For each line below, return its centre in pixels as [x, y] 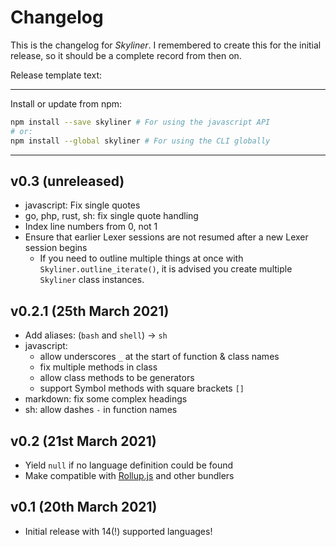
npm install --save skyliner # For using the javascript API [140, 122]
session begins [56, 248]
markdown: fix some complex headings [106, 399]
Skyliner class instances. [92, 280]
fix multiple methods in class [98, 367]
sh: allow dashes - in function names [101, 410]
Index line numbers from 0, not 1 [91, 227]
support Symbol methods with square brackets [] [142, 388]
